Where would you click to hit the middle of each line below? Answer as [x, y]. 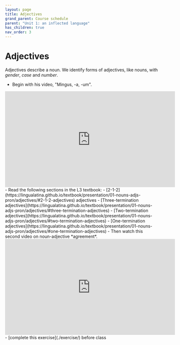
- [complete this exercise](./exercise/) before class [56, 337]
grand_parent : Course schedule [37, 19]
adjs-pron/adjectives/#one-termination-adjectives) [56, 231]
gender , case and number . [32, 75]
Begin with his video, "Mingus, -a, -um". [52, 84]
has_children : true [25, 28]
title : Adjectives [24, 14]
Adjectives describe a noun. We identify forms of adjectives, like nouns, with [82, 70]
